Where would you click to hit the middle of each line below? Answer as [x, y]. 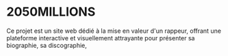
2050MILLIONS [51, 12]
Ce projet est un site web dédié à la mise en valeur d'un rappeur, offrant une [114, 31]
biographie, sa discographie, [47, 45]
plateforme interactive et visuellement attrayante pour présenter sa [101, 38]
